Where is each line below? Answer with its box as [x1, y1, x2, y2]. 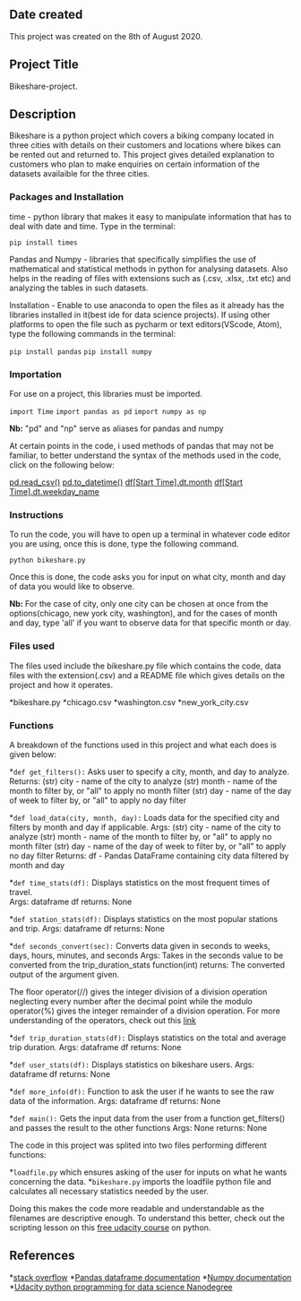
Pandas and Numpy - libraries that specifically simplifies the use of [9, 254, 257, 264]
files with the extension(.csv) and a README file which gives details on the [9, 669, 285, 680]
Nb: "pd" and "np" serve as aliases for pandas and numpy [9, 423, 224, 434]
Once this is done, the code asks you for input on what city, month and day [9, 572, 287, 582]
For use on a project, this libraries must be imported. [9, 389, 203, 400]
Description [9, 107, 76, 122]
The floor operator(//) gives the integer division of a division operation [9, 986, 268, 997]
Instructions [9, 508, 64, 521]
